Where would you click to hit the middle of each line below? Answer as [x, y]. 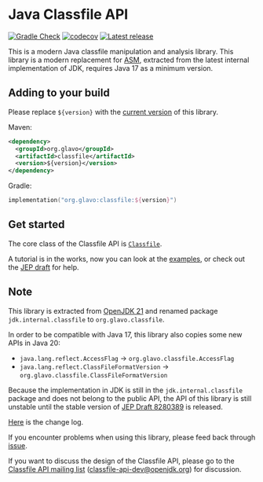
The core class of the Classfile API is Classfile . [85, 243]
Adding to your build [59, 93]
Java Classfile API [68, 15]
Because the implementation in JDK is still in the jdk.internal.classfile [126, 390]
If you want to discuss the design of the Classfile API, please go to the [122, 461]
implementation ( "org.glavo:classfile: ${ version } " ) [93, 201]
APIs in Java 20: [34, 343]
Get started [37, 224]
